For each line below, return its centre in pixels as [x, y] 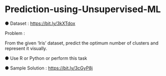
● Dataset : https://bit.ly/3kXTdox [40, 23]
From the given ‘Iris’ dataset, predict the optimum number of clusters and [82, 43]
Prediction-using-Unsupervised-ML [83, 9]
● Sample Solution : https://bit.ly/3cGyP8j [49, 68]
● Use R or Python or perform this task [46, 58]
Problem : [15, 33]
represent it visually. [26, 48]
